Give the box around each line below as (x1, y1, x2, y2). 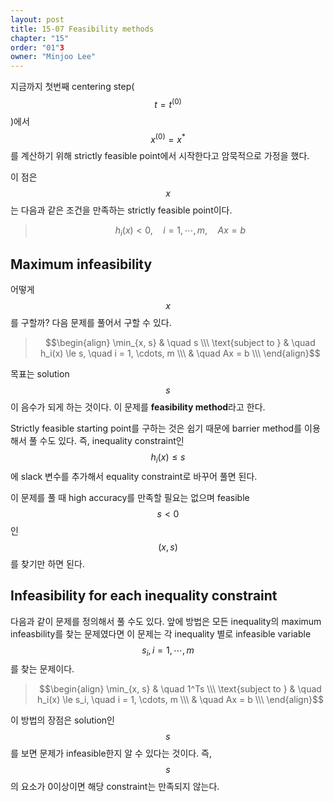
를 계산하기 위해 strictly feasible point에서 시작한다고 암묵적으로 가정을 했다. (10, 150, 310, 162)
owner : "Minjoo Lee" (10, 52, 97, 62)
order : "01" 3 (10, 42, 65, 53)
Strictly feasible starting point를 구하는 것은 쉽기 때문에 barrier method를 (10, 422, 303, 435)
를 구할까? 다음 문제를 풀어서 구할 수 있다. (10, 317, 172, 329)
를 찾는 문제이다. (10, 663, 75, 675)
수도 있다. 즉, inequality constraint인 (39, 435, 185, 447)
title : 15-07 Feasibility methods (10, 24, 155, 34)
